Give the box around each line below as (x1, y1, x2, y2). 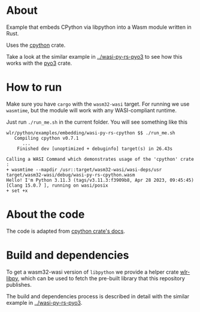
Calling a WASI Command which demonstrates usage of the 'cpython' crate (6, 156, 195, 162)
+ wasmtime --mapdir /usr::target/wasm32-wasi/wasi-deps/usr (6, 166, 162, 173)
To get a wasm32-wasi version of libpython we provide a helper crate (6, 268, 179, 275)
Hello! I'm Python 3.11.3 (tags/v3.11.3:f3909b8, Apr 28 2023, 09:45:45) (6, 177, 195, 183)
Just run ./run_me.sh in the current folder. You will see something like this (6, 118, 187, 125)
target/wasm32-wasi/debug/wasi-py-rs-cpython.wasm (6, 172, 135, 178)
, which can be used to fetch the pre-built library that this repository (17, 274, 186, 282)
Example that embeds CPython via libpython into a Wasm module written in (6, 23, 192, 31)
